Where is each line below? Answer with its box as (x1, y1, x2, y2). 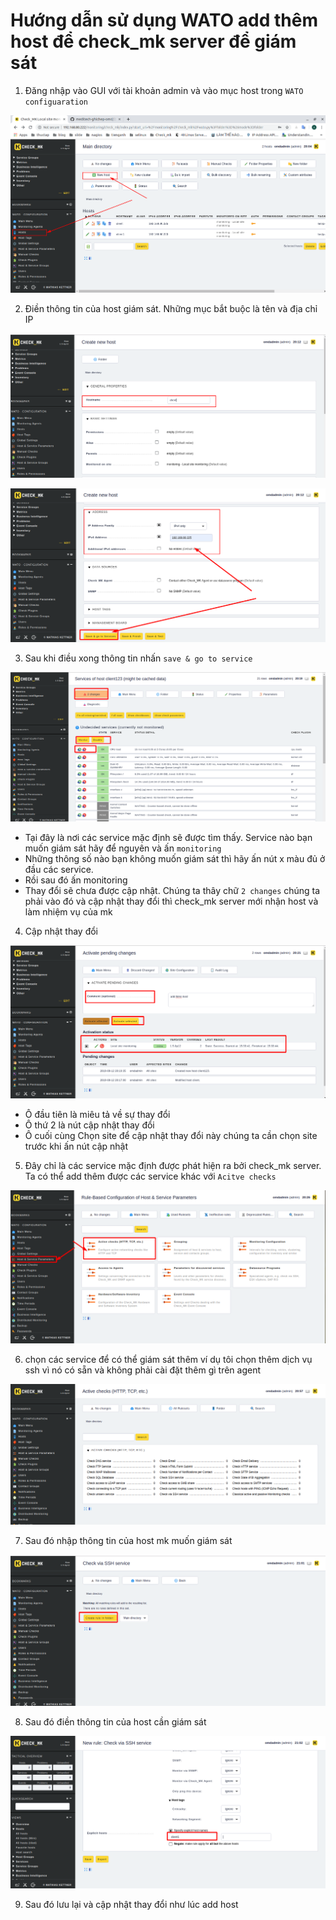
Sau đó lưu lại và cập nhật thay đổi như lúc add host (24, 1898, 239, 1910)
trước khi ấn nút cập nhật (24, 1140, 129, 1152)
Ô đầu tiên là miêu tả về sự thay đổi (24, 1108, 171, 1120)
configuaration (24, 97, 89, 107)
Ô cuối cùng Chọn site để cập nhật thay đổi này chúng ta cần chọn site (24, 1129, 318, 1141)
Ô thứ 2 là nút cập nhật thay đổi (24, 1119, 155, 1131)
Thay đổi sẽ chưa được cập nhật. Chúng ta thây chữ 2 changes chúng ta (24, 885, 321, 897)
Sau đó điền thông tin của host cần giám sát (24, 1715, 207, 1728)
